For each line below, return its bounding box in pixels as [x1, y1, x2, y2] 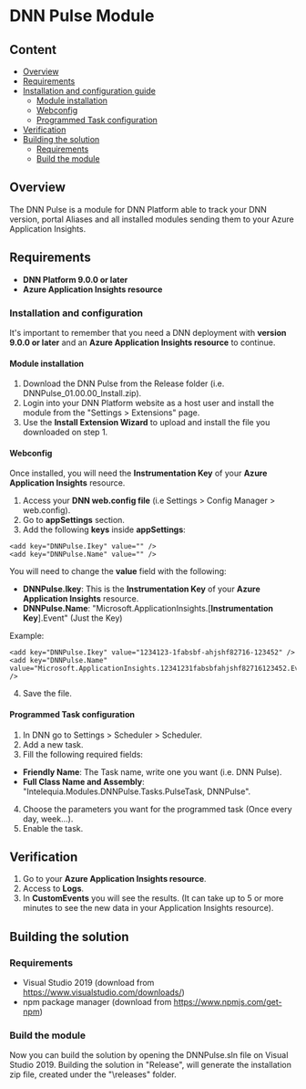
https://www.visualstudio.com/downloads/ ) [22, 987, 185, 998]
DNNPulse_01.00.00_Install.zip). [22, 388, 142, 399]
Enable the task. [22, 822, 84, 833]
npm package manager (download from [22, 997, 172, 1008]
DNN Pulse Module [9, 5, 155, 26]
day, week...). [22, 813, 74, 824]
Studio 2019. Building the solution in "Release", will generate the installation [9, 1060, 292, 1071]
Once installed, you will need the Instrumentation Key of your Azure [9, 467, 268, 479]
